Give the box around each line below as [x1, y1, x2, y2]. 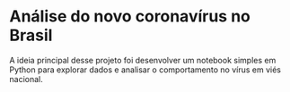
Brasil [9, 25, 53, 46]
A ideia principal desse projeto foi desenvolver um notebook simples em [9, 54, 277, 65]
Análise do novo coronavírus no [9, 6, 251, 27]
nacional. [9, 73, 43, 84]
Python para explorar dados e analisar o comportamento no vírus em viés [9, 64, 281, 75]
